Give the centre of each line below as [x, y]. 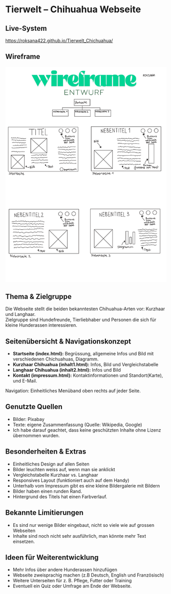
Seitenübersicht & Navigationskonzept [68, 341]
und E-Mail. [25, 381]
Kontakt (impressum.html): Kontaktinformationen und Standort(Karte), [88, 375]
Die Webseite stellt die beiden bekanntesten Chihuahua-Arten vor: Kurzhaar [85, 309]
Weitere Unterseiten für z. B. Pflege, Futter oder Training [72, 581]
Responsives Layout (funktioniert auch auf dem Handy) [71, 480]
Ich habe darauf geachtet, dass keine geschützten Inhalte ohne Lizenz [87, 430]
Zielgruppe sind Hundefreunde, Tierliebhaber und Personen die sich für [81, 320]
